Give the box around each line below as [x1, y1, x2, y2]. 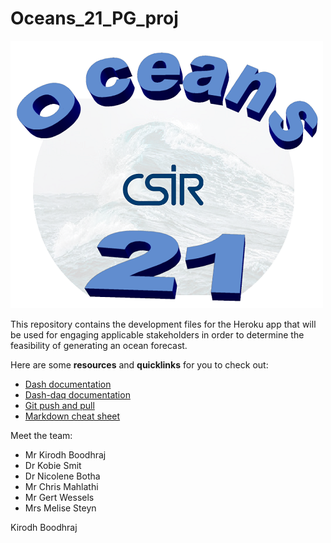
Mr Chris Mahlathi [24, 480, 99, 492]
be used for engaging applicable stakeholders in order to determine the [10, 328, 305, 341]
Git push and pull [24, 399, 95, 411]
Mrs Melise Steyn [24, 502, 97, 514]
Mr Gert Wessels [24, 491, 95, 503]
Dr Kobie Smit [24, 459, 82, 471]
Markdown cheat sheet [24, 410, 121, 422]
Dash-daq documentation [24, 388, 131, 401]
